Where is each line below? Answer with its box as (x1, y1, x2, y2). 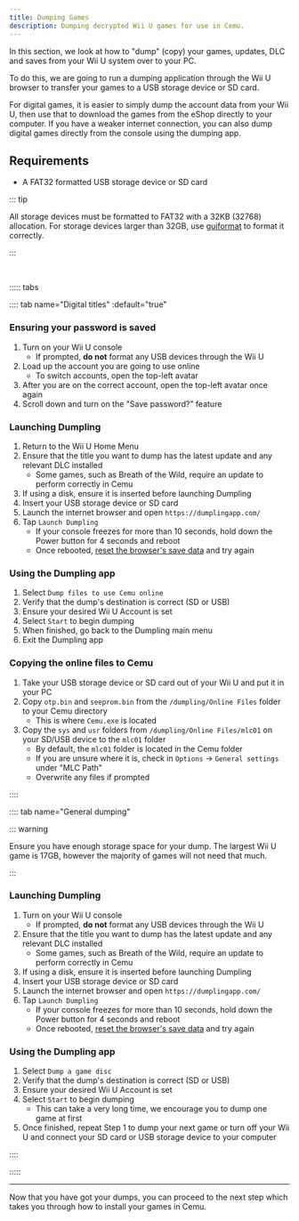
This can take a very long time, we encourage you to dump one (35, 1104, 268, 1114)
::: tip (9, 194, 28, 205)
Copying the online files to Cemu (9, 657, 154, 669)
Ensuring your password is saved (9, 321, 157, 334)
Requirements (9, 153, 89, 168)
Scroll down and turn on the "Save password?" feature (21, 398, 222, 409)
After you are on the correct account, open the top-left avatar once (21, 379, 269, 390)
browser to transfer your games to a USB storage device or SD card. (9, 82, 260, 93)
